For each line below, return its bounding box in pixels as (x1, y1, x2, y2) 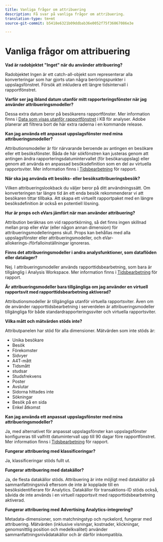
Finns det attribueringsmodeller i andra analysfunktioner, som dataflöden (5, 249, 157, 256)
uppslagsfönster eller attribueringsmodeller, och (5, 235, 102, 241)
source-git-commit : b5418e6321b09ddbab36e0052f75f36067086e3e (5, 20, 134, 26)
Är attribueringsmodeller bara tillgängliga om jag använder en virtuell (5, 284, 148, 290)
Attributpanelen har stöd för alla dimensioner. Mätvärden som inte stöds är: (5, 328, 156, 334)
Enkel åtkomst (12, 405, 40, 411)
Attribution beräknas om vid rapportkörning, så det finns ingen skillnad (5, 220, 147, 225)
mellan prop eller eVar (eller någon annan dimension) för (5, 224, 118, 230)
